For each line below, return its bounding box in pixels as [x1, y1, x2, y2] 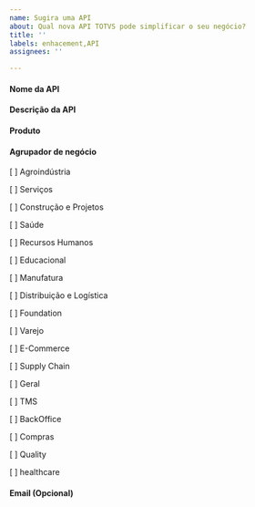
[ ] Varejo [9, 326, 44, 336]
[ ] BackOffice [9, 414, 62, 425]
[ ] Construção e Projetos [9, 202, 105, 212]
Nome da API [9, 83, 60, 94]
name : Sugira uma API [9, 13, 92, 23]
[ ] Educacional [9, 254, 66, 265]
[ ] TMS [9, 396, 38, 407]
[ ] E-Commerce [9, 343, 70, 354]
